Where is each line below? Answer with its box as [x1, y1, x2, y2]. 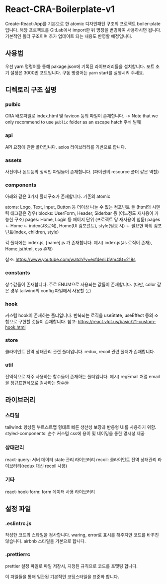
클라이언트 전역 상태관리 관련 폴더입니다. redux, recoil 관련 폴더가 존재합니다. [5, 349, 156, 355]
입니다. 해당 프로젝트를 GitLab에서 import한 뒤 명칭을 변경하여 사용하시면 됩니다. [5, 26, 162, 33]
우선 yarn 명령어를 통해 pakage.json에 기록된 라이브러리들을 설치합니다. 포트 [5, 63, 155, 69]
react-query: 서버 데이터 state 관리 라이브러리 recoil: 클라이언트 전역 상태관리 [5, 456, 157, 463]
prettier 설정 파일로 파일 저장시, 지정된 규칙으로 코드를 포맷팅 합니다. [5, 563, 138, 569]
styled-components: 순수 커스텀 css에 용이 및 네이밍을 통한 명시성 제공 [5, 431, 145, 437]
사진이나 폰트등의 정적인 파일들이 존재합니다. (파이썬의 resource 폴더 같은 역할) [5, 169, 159, 175]
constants [5, 269, 30, 276]
